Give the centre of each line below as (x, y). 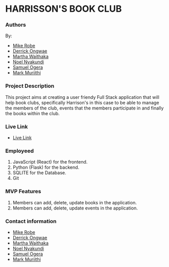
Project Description (30, 86)
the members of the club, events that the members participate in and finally (84, 108)
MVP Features (23, 192)
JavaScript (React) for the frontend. (50, 162)
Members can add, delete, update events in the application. (75, 208)
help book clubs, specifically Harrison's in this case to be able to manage (82, 102)
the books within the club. (32, 113)
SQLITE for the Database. (39, 173)
